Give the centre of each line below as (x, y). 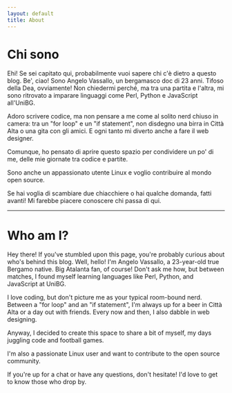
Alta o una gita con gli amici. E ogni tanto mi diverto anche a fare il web (108, 131)
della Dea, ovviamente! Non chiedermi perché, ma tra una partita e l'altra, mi (116, 88)
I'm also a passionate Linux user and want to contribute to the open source (114, 353)
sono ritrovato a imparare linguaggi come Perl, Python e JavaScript (103, 96)
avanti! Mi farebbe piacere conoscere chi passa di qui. (84, 201)
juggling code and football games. (56, 340)
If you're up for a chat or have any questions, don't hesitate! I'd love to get (113, 374)
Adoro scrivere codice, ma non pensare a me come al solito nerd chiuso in (113, 116)
